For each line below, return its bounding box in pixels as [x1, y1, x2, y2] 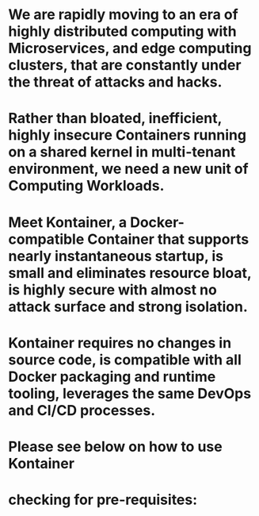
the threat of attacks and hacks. [8, 73, 223, 91]
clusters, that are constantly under [8, 56, 242, 75]
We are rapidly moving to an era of [8, 6, 239, 24]
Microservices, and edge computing [8, 40, 252, 57]
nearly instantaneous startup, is [8, 247, 224, 265]
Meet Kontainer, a [8, 213, 128, 231]
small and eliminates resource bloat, [8, 264, 252, 282]
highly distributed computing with [8, 22, 237, 40]
